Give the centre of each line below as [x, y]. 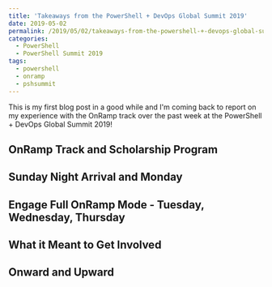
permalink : [27, 31]
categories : [28, 39]
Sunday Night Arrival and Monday [96, 177]
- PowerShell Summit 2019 [59, 54]
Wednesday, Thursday [67, 217]
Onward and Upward [62, 272]
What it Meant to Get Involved [85, 245]
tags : [17, 62]
